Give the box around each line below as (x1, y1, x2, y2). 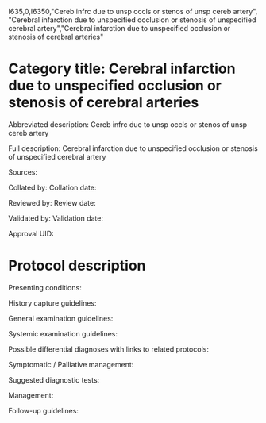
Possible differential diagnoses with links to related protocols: (8, 344, 209, 354)
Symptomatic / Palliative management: (8, 360, 134, 369)
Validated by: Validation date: (8, 213, 103, 223)
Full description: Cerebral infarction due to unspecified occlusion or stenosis (8, 143, 258, 153)
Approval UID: (8, 229, 54, 238)
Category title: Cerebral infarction (8, 60, 236, 78)
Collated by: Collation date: (8, 183, 97, 192)
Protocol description (8, 257, 146, 275)
